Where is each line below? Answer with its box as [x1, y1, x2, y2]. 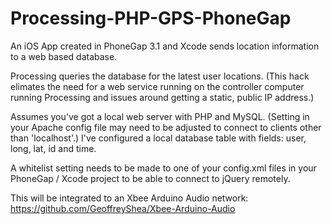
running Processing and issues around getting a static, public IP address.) [10, 91, 315, 103]
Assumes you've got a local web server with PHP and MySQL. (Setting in [10, 110, 310, 122]
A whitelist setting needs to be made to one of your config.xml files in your [10, 162, 317, 174]
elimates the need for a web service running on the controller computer [10, 80, 305, 92]
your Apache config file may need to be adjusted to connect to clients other [10, 121, 322, 133]
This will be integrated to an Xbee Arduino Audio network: [10, 192, 249, 204]
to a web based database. [10, 50, 118, 62]
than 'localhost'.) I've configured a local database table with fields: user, [10, 132, 307, 144]
